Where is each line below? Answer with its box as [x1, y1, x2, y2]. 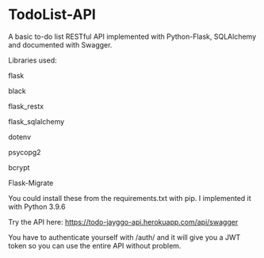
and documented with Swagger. [8, 40, 113, 49]
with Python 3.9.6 [8, 202, 66, 211]
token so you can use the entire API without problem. [8, 241, 182, 250]
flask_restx [8, 101, 44, 111]
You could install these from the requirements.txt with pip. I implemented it [8, 193, 251, 203]
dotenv [8, 132, 32, 142]
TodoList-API [8, 6, 97, 24]
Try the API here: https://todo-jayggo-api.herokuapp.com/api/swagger [8, 217, 239, 226]
